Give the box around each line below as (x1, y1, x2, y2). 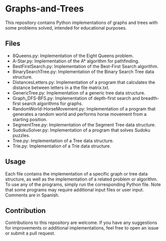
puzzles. (12, 132, 30, 138)
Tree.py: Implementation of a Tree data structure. (12, 137, 114, 143)
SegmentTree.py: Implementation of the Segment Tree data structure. (12, 121, 156, 127)
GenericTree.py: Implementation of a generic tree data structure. (12, 89, 145, 95)
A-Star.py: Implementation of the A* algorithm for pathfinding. (12, 58, 139, 64)
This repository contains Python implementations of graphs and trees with (5, 19, 158, 25)
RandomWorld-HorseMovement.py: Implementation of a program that (12, 105, 156, 111)
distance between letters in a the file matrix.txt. (12, 84, 110, 90)
